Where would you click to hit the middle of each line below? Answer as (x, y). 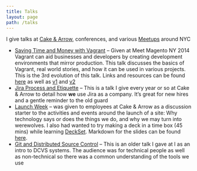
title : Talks (22, 11)
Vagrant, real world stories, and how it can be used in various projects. (100, 69)
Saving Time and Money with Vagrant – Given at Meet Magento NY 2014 (102, 51)
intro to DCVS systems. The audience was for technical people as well (100, 150)
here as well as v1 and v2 (45, 82)
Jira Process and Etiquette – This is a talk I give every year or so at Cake (102, 88)
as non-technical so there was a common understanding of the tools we (102, 157)
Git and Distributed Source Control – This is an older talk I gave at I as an (102, 144)
